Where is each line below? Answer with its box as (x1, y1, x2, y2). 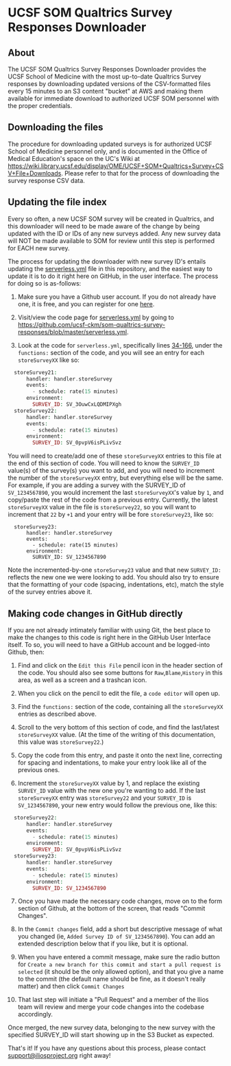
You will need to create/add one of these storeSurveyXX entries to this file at (8, 452, 222, 460)
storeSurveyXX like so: (17, 356, 80, 364)
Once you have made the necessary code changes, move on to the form (17, 897, 222, 906)
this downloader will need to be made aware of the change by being (8, 222, 200, 230)
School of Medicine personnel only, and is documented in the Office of (8, 147, 208, 156)
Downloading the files (8, 122, 104, 134)
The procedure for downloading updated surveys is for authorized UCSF (8, 140, 212, 148)
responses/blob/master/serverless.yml (17, 328, 127, 336)
